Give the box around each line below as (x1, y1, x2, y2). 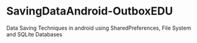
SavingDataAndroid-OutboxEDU (6, 4, 173, 18)
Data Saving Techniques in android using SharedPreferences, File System (6, 24, 192, 31)
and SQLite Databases (6, 30, 63, 38)
